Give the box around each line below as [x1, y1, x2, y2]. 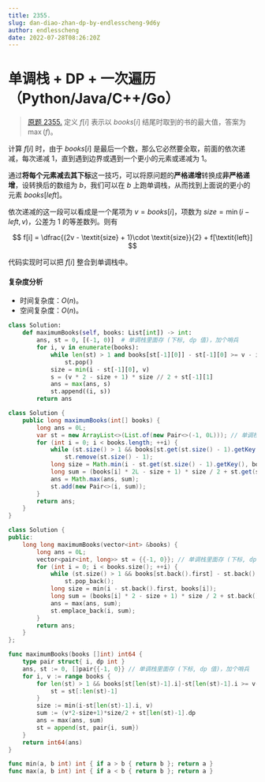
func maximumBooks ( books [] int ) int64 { [8, 650, 144, 659]
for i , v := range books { [22, 672, 111, 680]
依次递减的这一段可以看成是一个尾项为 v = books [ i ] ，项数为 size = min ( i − [8, 207, 250, 217]
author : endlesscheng [8, 26, 80, 34]
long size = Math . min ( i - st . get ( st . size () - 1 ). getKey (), [50, 461, 249, 469]
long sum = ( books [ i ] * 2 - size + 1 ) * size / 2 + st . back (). [50, 593, 263, 601]
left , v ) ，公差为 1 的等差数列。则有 [8, 217, 118, 226]
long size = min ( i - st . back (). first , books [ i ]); [50, 585, 217, 593]
